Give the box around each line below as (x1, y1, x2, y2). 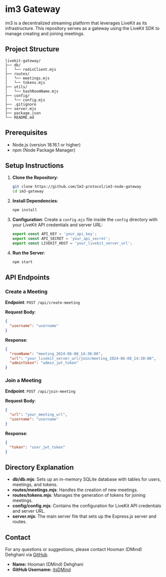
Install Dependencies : (12, 198, 58, 204)
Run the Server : (12, 250, 46, 256)
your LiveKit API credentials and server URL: (12, 222, 103, 228)
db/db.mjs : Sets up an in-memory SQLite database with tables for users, (12, 476, 161, 482)
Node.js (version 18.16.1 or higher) (12, 142, 81, 147)
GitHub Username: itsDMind (12, 567, 71, 573)
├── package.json (5, 111, 41, 116)
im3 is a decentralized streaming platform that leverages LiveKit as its (5, 20, 147, 26)
